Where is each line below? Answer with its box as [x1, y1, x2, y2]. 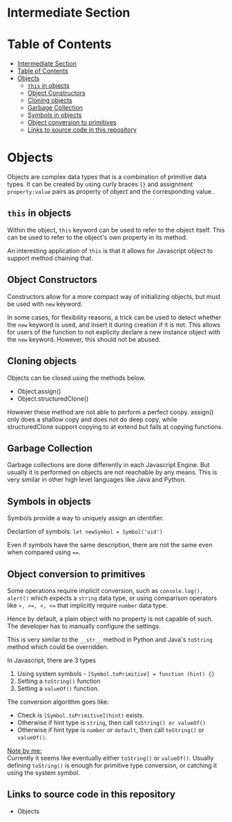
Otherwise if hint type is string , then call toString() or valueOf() [17, 718, 206, 727]
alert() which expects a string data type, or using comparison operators [7, 594, 217, 602]
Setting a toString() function [17, 677, 101, 685]
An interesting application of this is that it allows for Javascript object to [7, 246, 213, 255]
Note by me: [7, 746, 43, 755]
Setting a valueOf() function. [17, 684, 99, 693]
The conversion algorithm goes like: [7, 697, 109, 706]
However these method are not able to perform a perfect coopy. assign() [7, 408, 214, 416]
